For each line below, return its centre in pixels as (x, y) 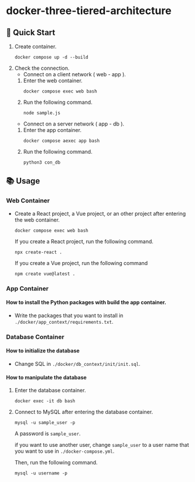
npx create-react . (38, 252)
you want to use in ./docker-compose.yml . (64, 451)
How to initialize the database (43, 351)
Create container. (35, 46)
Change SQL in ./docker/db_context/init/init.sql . (77, 364)
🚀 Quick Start (31, 33)
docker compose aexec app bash (61, 141)
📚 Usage (23, 181)
